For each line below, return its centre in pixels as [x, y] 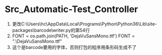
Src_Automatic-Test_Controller [71, 9]
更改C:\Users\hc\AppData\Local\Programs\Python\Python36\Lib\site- [85, 24]
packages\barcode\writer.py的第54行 [51, 30]
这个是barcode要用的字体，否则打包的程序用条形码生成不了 [74, 47]
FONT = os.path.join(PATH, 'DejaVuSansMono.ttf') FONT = [73, 36]
